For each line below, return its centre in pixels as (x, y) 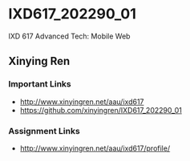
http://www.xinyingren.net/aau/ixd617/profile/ (95, 148)
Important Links (40, 84)
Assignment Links (44, 131)
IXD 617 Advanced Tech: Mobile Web (69, 36)
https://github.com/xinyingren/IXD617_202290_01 (101, 110)
